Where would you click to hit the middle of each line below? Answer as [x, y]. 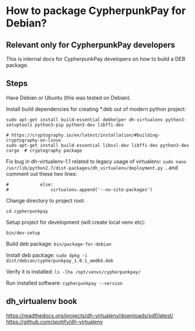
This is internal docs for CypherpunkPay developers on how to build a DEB [96, 59]
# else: [30, 185]
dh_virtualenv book [42, 301]
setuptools [19, 125]
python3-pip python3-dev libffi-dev [79, 125]
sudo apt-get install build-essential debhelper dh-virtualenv [85, 120]
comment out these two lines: [42, 173]
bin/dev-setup [23, 233]
